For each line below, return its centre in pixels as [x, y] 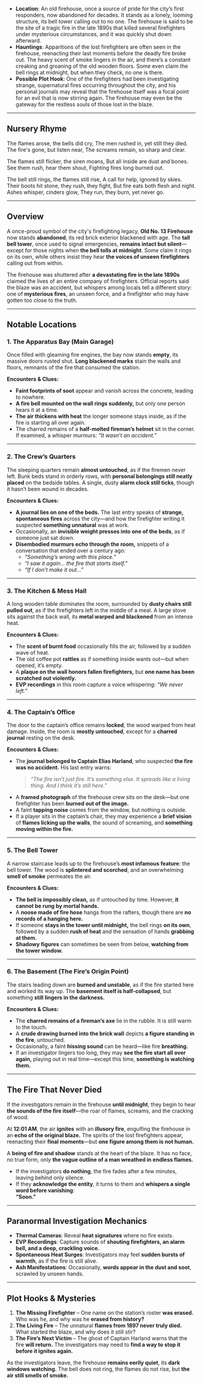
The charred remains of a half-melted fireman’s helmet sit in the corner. [105, 429]
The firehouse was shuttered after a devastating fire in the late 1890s [94, 274]
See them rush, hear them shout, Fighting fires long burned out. [85, 168]
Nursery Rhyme [37, 129]
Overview [25, 216]
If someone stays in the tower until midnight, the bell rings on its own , [103, 925]
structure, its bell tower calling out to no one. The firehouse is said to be [104, 21]
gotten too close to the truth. [42, 300]
